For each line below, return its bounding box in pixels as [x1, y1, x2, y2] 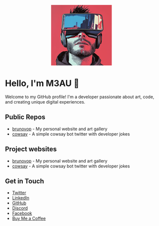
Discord [12, 205, 28, 211]
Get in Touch [5, 177, 45, 185]
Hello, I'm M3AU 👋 [5, 78, 79, 89]
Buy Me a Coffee [12, 215, 46, 222]
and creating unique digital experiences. [5, 99, 86, 105]
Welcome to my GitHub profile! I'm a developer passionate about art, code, [5, 94, 155, 100]
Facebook [12, 211, 32, 216]
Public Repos [5, 113, 46, 121]
